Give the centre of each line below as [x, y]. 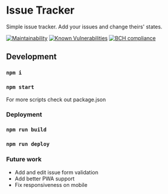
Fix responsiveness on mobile [51, 185]
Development [32, 57]
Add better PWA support [45, 179]
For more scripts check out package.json [56, 99]
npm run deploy [28, 144]
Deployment [24, 115]
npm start [20, 87]
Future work [24, 159]
